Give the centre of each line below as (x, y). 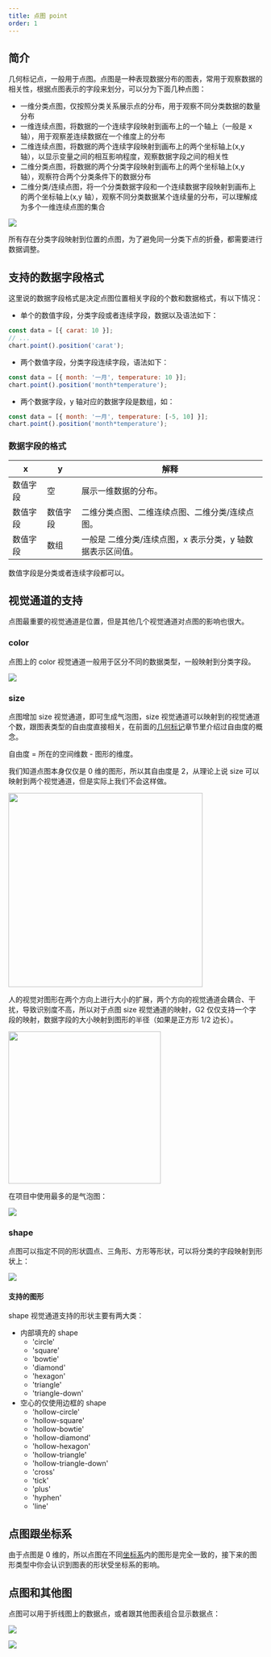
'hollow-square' (58, 1421)
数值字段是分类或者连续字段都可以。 (69, 573)
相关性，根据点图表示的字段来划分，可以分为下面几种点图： (107, 89)
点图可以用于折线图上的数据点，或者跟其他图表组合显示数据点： (114, 1613)
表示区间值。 (114, 551)
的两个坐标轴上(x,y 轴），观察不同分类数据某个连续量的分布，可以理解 (135, 197)
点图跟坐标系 (40, 1534)
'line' (40, 1506)
